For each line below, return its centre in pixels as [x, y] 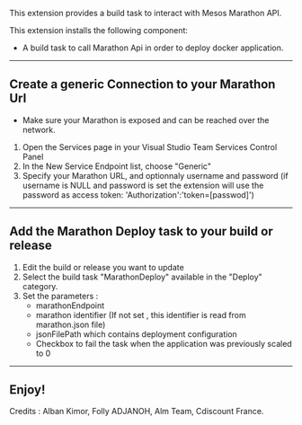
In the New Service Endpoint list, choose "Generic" [116, 166]
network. [39, 129]
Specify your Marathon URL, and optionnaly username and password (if [155, 175]
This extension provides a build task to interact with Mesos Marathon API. [146, 13]
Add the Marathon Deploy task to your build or [141, 231]
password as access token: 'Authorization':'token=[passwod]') [138, 195]
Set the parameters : [60, 296]
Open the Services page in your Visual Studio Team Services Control [150, 146]
